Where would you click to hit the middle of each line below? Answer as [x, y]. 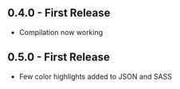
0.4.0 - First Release [59, 13]
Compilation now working [61, 32]
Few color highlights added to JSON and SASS [96, 76]
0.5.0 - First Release [59, 58]
